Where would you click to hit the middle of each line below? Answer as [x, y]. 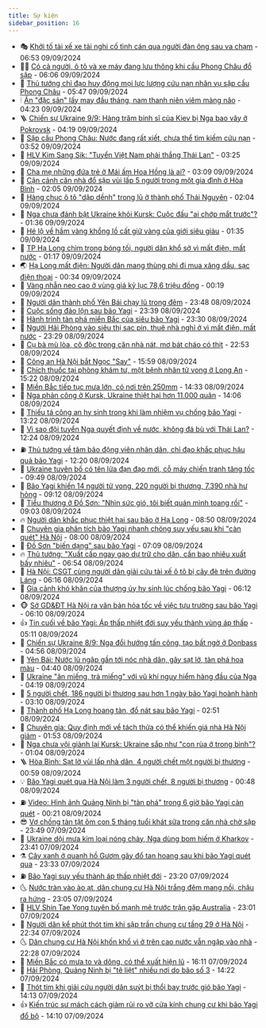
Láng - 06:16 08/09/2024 [61, 580]
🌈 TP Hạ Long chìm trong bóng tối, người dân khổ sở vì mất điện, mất [133, 248]
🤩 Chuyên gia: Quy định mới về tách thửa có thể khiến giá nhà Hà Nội [133, 727]
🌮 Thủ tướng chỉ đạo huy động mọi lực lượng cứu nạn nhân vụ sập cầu [135, 83]
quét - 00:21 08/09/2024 [60, 813]
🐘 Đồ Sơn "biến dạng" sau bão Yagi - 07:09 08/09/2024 [112, 545]
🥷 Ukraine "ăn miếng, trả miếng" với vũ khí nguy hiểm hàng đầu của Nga [138, 676]
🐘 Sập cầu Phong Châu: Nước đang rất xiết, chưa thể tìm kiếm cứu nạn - [138, 138]
